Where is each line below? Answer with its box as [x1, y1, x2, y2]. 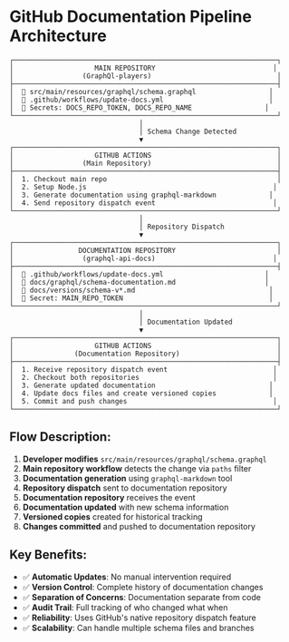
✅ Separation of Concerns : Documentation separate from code [22, 591, 261, 602]
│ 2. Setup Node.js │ [9, 182, 278, 191]
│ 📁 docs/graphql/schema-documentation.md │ [9, 277, 270, 287]
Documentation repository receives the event [22, 491, 197, 502]
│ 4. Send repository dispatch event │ [9, 198, 278, 208]
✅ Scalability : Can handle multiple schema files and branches [22, 622, 255, 633]
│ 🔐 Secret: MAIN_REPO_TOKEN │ [9, 293, 274, 303]
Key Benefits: [9, 547, 88, 563]
